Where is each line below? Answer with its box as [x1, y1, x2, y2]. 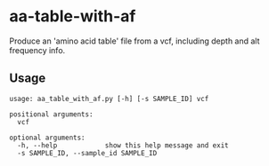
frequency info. [9, 44, 66, 55]
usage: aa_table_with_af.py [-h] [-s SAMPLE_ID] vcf [9, 94, 209, 103]
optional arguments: [9, 133, 86, 142]
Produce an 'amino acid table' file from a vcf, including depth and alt [9, 36, 260, 46]
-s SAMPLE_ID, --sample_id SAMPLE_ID [17, 148, 158, 157]
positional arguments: [9, 109, 94, 119]
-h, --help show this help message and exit [17, 140, 229, 150]
